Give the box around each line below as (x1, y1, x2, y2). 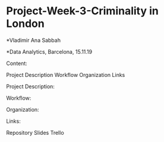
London (6, 17, 45, 30)
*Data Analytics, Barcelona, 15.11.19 (6, 48, 93, 55)
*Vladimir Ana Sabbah (6, 36, 61, 44)
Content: (6, 60, 28, 67)
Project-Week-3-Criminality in (6, 4, 159, 18)
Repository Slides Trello (6, 129, 64, 136)
